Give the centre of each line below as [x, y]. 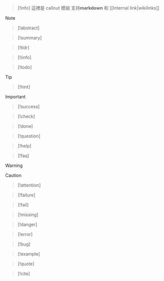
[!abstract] [29, 28]
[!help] [24, 146]
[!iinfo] [24, 57]
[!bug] [24, 244]
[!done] [25, 126]
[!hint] [24, 87]
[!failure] [26, 195]
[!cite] [24, 274]
